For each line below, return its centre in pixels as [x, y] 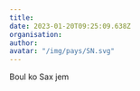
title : [22, 18]
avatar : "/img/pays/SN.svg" [62, 51]
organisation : [36, 34]
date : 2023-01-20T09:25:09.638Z [70, 26]
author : [24, 43]
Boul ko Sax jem [39, 77]
